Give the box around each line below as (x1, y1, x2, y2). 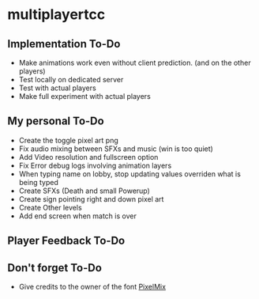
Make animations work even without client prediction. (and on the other (18, 58, 251, 67)
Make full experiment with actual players (18, 92, 151, 100)
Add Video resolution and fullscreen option (18, 152, 159, 161)
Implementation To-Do (7, 37, 121, 51)
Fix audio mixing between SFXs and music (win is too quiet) (18, 144, 214, 153)
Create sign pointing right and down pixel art (18, 194, 164, 203)
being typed (18, 177, 58, 187)
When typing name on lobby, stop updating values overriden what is (18, 168, 242, 179)
